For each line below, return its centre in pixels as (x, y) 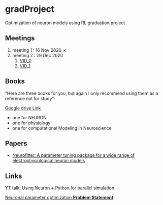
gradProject (30, 9)
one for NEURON (29, 117)
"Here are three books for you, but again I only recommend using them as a (82, 93)
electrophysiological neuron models (49, 161)
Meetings (20, 38)
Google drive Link (23, 108)
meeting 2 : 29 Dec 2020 (37, 55)
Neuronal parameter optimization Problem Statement (59, 198)
